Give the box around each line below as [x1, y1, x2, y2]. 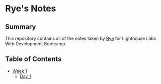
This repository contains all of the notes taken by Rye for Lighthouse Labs [5, 35, 157, 41]
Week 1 [12, 68, 27, 74]
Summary [5, 23, 36, 31]
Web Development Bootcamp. [5, 41, 67, 47]
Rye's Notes [5, 3, 56, 14]
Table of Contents [5, 55, 62, 63]
